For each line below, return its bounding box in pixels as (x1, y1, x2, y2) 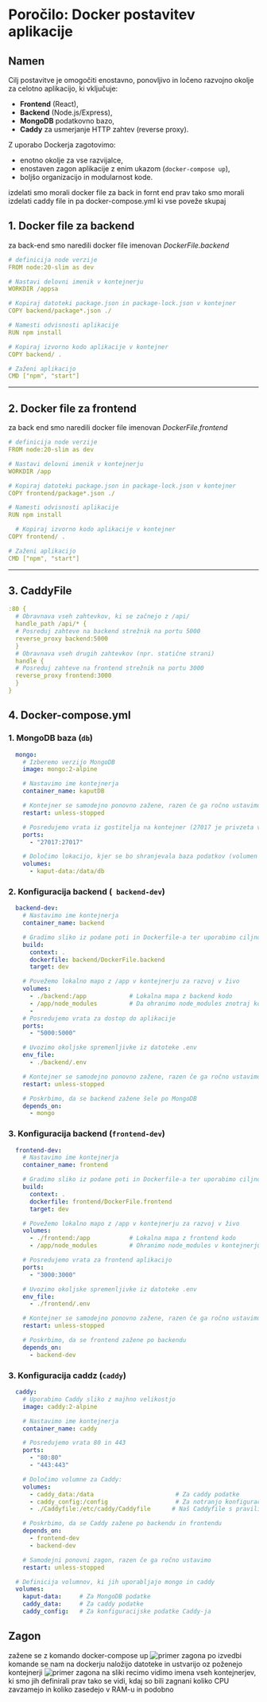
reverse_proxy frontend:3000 (15, 671, 112, 680)
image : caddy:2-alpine (22, 1403, 98, 1411)
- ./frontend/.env (29, 1300, 91, 1308)
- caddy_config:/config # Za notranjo (29, 1497, 222, 1506)
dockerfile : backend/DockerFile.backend (29, 956, 165, 964)
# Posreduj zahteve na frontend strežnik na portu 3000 (15, 664, 204, 672)
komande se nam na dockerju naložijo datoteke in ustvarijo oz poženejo (8, 1659, 243, 1669)
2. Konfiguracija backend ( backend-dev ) (8, 886, 165, 897)
